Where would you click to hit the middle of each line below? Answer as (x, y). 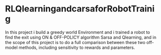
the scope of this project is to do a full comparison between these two (75, 42)
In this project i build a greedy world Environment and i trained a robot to (78, 32)
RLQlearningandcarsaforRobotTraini (80, 9)
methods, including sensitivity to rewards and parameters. (77, 47)
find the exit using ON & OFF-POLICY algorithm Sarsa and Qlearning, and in (81, 37)
